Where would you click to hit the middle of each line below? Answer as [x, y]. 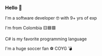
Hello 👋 [14, 8]
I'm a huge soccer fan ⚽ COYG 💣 [39, 49]
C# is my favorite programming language [46, 39]
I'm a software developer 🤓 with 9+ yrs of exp [51, 18]
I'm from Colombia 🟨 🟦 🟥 [31, 28]
